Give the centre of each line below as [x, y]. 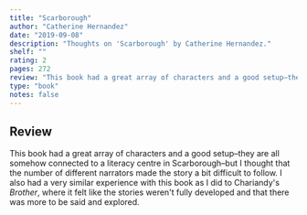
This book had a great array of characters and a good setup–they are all [145, 154]
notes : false [34, 94]
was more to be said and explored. [74, 202]
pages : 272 [30, 70]
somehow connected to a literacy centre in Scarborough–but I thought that [150, 163]
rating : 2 [28, 60]
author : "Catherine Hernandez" [69, 27]
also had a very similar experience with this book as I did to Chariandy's [145, 183]
